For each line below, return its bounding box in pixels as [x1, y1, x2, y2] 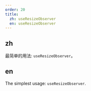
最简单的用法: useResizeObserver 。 [5, 53, 75, 59]
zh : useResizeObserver [9, 16, 56, 21]
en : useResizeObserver [9, 21, 56, 26]
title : [5, 12, 19, 17]
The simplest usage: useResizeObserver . [5, 80, 86, 86]
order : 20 [5, 7, 26, 12]
